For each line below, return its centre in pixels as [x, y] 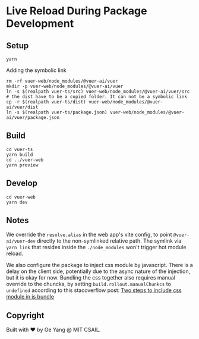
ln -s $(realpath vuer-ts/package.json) [57, 112]
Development [40, 23]
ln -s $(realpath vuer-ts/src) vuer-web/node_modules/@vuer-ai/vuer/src [98, 92]
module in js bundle [30, 297]
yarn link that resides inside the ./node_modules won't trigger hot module [96, 247]
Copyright [25, 316]
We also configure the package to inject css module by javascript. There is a [99, 265]
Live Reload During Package [77, 11]
